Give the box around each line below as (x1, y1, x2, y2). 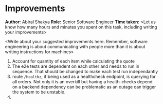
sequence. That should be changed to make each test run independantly (12, 68, 158, 74)
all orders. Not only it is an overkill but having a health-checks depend (12, 78, 153, 85)
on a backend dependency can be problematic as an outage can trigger (12, 84, 156, 89)
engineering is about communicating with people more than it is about (5, 44, 145, 49)
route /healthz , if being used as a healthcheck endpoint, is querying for (12, 74, 156, 79)
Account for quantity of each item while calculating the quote (12, 58, 135, 64)
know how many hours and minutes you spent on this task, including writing (5, 24, 157, 30)
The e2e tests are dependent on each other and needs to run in (12, 63, 140, 69)
